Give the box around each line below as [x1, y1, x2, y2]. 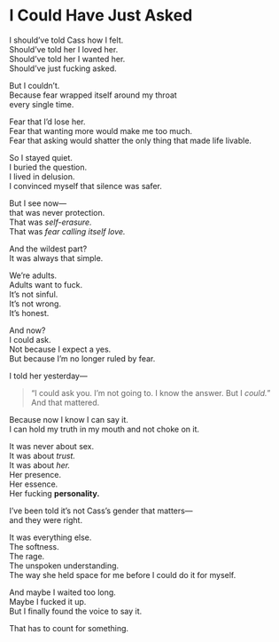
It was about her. [9, 459, 71, 471]
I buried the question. [9, 162, 88, 172]
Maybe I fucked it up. [9, 596, 87, 606]
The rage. [9, 551, 45, 561]
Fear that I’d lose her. [9, 116, 86, 127]
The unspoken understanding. [9, 560, 120, 571]
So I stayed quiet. [9, 152, 73, 162]
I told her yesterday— [9, 370, 88, 381]
